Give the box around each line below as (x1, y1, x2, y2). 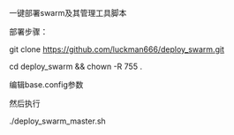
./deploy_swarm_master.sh (9, 116, 106, 126)
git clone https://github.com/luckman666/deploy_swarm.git (9, 44, 225, 55)
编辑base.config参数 (9, 79, 84, 90)
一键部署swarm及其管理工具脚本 (9, 8, 127, 18)
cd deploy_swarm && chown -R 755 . (9, 61, 143, 71)
